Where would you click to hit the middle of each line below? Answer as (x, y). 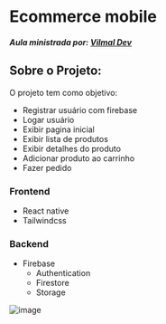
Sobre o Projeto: (55, 71)
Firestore (52, 283)
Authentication (63, 273)
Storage (51, 292)
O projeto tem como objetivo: (64, 92)
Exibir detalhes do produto (72, 148)
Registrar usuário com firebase (80, 110)
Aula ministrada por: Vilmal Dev (71, 42)
